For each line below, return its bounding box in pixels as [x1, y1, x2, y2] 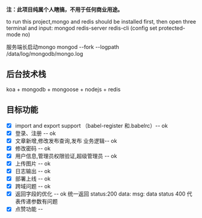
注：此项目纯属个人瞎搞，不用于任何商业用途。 [6, 6, 123, 13]
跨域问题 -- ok [15, 183, 51, 190]
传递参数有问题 [20, 198, 58, 205]
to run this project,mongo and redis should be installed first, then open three [6, 18, 197, 25]
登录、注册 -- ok [15, 130, 56, 137]
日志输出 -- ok [15, 168, 51, 174]
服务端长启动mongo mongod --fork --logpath [6, 44, 120, 50]
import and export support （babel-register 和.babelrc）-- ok [15, 122, 168, 129]
